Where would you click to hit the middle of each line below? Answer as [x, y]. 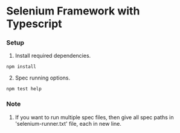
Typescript [34, 24]
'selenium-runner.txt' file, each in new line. [68, 123]
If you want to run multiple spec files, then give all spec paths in [94, 117]
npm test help [24, 89]
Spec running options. [43, 78]
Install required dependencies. [53, 56]
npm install [21, 67]
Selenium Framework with [73, 11]
